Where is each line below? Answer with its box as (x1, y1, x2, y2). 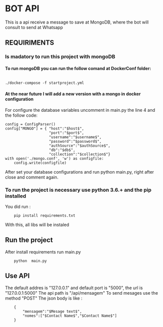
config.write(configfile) (14, 160, 67, 165)
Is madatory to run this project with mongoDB (5, 53, 116, 60)
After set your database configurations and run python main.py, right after (5, 169, 154, 175)
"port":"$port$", (48, 130, 84, 135)
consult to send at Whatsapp (5, 24, 63, 30)
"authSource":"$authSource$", (48, 143, 111, 148)
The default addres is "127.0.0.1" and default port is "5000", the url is (5, 285, 143, 291)
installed (5, 192, 26, 199)
